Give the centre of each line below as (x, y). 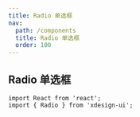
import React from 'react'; (55, 98)
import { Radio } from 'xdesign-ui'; (71, 105)
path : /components (46, 30)
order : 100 (33, 45)
